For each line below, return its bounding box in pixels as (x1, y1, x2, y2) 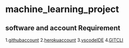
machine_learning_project (5, 4, 119, 15)
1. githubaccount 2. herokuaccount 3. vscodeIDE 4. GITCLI (5, 37, 124, 43)
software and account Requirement (5, 24, 120, 32)
